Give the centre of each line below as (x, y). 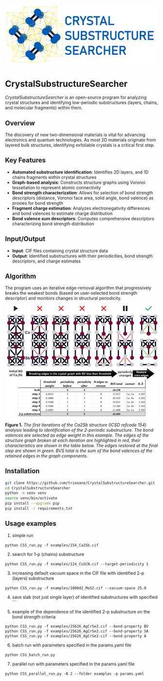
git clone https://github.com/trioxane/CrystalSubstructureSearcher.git (80, 483)
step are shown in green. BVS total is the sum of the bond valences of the (79, 451)
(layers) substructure (33, 578)
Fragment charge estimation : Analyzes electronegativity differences (81, 208)
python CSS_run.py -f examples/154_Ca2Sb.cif (52, 545)
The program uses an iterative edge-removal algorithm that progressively (78, 288)
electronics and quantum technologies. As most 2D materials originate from (81, 140)
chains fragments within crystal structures (54, 177)
